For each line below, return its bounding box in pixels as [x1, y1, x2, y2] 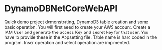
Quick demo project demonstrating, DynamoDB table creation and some [4, 19, 149, 25]
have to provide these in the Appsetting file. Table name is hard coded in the [4, 34, 157, 40]
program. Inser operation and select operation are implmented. [4, 39, 130, 45]
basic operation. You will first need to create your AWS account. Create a [4, 24, 151, 30]
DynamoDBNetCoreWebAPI [4, 3, 118, 14]
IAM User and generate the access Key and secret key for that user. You [4, 29, 149, 35]
